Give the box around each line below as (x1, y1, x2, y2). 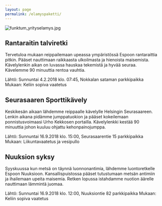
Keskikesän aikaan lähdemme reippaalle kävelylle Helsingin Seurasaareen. (5, 109, 153, 114)
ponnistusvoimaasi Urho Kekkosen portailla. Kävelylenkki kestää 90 (5, 119, 139, 125)
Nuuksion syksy (5, 153, 55, 161)
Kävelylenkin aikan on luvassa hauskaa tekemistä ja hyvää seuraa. (5, 62, 137, 68)
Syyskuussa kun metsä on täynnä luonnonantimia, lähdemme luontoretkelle (5, 165, 155, 171)
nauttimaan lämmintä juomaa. (5, 181, 64, 187)
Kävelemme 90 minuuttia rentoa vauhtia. (5, 67, 86, 73)
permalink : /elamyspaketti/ (5, 12, 62, 16)
